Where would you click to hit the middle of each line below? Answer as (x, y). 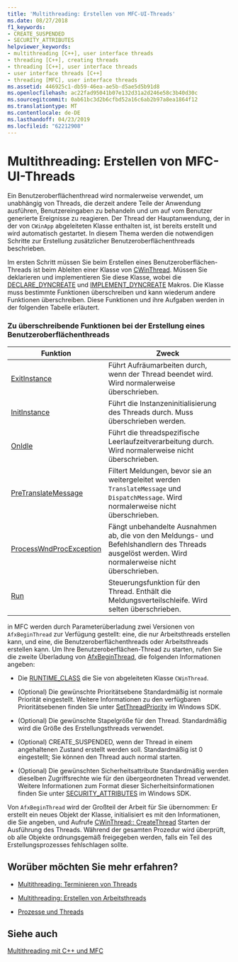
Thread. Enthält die (140, 591)
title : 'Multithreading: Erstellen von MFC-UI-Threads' (91, 14)
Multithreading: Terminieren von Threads (77, 884)
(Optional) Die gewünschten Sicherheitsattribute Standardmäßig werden (123, 770)
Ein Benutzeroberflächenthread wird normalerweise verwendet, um (105, 196)
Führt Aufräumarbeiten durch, (158, 365)
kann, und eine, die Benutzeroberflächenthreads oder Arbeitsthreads (108, 641)
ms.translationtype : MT (42, 106)
